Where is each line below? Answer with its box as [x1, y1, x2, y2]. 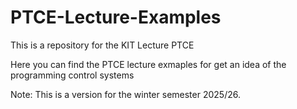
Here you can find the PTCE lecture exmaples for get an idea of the [10, 58, 287, 70]
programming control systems [10, 69, 135, 81]
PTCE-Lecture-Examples [10, 6, 222, 29]
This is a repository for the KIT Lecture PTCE [10, 39, 195, 51]
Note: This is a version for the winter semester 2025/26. [10, 88, 241, 100]
